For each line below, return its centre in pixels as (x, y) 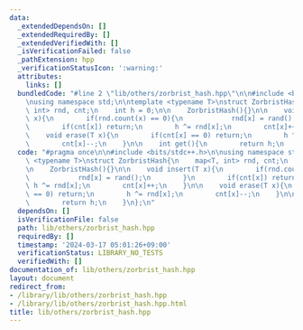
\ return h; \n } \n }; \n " (90, 203)
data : (19, 18)
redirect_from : (38, 287)
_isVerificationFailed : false (74, 52)
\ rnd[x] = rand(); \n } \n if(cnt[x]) (147, 177)
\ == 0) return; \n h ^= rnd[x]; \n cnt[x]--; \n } (153, 194)
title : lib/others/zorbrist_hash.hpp (80, 312)
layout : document (42, 278)
